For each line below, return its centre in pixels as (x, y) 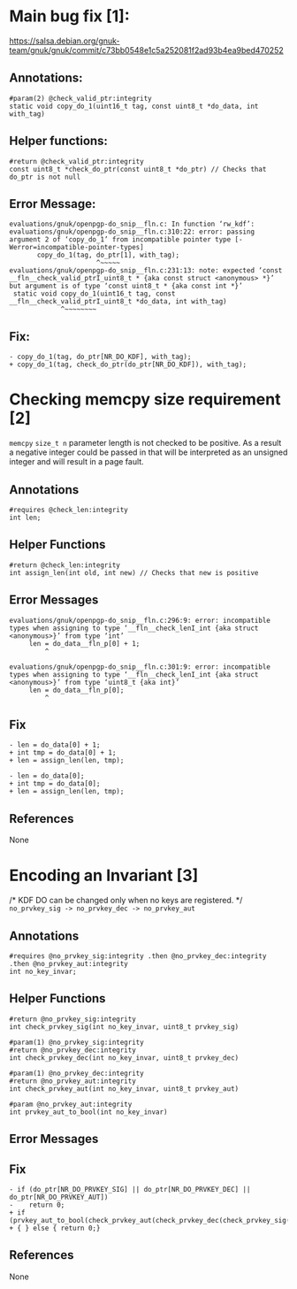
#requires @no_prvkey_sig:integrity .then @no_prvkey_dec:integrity (138, 956)
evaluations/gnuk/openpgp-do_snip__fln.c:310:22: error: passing (132, 232)
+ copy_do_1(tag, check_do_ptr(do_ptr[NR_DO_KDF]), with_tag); (128, 364)
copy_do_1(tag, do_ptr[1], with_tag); (108, 255)
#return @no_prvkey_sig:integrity (73, 1019)
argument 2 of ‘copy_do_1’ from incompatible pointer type (120, 240)
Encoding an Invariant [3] (104, 875)
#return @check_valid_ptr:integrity (76, 161)
